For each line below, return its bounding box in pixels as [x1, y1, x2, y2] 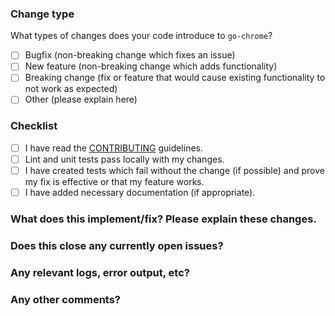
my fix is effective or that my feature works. [24, 176, 205, 188]
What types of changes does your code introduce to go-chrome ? [10, 30, 273, 42]
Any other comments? [10, 292, 122, 306]
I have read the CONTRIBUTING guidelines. [24, 142, 204, 154]
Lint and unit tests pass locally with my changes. [24, 153, 225, 165]
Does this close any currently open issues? [10, 238, 224, 252]
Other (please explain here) [24, 93, 138, 106]
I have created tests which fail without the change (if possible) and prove [24, 164, 325, 176]
